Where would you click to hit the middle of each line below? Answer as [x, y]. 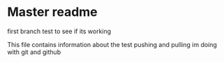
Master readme [52, 12]
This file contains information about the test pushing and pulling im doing [112, 44]
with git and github [34, 52]
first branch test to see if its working [59, 31]
